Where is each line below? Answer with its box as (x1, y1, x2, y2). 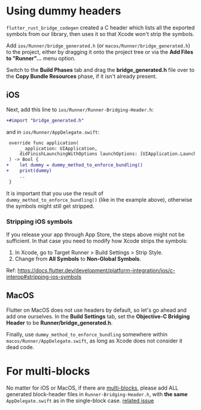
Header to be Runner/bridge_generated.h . (6, 319, 113, 326)
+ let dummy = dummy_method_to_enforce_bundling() (6, 162, 144, 168)
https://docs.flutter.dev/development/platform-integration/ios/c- (17, 266, 175, 274)
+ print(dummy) (6, 168, 52, 174)
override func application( (8, 139, 79, 146)
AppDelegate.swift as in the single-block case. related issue (6, 397, 154, 404)
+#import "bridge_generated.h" (6, 117, 84, 123)
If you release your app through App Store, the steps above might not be (6, 230, 185, 238)
